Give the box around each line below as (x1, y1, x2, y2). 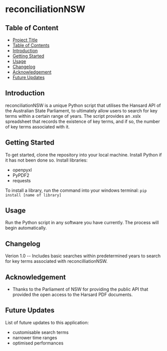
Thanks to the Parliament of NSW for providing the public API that (12, 286, 148, 293)
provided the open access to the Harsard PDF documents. (12, 292, 133, 298)
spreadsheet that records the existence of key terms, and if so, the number (5, 118, 160, 124)
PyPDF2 (12, 172, 30, 178)
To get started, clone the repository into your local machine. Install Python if (5, 152, 162, 158)
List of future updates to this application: (5, 319, 89, 325)
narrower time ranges (12, 334, 58, 340)
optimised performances (12, 340, 64, 346)
